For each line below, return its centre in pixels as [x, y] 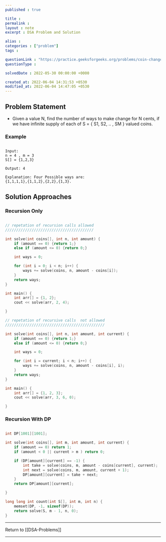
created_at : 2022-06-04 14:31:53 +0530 [46, 82]
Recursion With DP [28, 419]
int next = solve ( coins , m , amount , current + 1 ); [76, 470]
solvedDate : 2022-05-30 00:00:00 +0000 [47, 73]
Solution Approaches [38, 197]
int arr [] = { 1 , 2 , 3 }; [39, 393]
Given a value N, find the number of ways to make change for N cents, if [86, 118]
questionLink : [21, 59]
